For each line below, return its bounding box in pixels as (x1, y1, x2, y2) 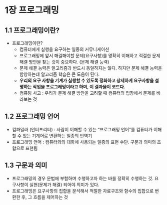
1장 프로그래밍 (4, 4, 59, 16)
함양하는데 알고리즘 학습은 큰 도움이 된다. (19, 71, 100, 77)
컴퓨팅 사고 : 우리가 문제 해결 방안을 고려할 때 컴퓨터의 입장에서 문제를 (19, 90, 155, 96)
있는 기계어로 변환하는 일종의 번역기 (22, 133, 92, 139)
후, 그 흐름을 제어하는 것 (21, 194, 68, 200)
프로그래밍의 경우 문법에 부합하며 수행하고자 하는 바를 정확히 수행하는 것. (11, 175, 153, 181)
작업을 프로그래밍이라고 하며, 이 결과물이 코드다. (32, 84, 125, 90)
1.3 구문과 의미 (4, 161, 47, 170)
